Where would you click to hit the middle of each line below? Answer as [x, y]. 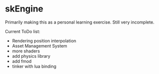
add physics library [31, 56]
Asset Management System [40, 46]
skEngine [24, 9]
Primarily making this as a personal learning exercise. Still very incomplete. [80, 22]
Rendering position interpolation [44, 41]
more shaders [26, 51]
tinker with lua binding [34, 66]
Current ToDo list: [23, 31]
